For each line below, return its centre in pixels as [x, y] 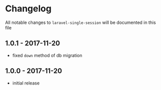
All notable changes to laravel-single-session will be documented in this [80, 22]
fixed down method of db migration [47, 55]
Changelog [28, 9]
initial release [26, 83]
